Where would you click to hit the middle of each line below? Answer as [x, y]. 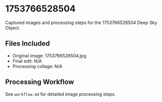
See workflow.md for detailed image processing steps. [61, 94]
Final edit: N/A [27, 61]
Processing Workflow [40, 82]
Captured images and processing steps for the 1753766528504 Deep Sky [81, 22]
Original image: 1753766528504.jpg [49, 55]
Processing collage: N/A [37, 66]
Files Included [28, 44]
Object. [13, 27]
